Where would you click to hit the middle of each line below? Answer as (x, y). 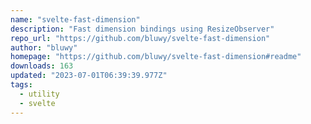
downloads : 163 (42, 66)
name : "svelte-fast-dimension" (75, 19)
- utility (39, 94)
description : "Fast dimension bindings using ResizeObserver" (142, 29)
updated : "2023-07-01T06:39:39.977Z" (89, 76)
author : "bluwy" (44, 47)
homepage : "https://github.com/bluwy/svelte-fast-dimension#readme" (156, 57)
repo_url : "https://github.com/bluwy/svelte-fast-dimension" (140, 38)
